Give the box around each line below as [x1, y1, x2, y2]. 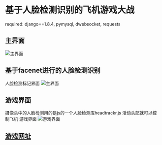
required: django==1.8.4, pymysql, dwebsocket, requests [5, 21, 121, 27]
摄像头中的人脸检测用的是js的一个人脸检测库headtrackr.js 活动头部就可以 [5, 110, 153, 116]
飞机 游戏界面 [9, 116, 37, 122]
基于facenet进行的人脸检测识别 [5, 66, 101, 75]
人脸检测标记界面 [5, 80, 40, 86]
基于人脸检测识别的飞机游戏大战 [5, 4, 135, 16]
